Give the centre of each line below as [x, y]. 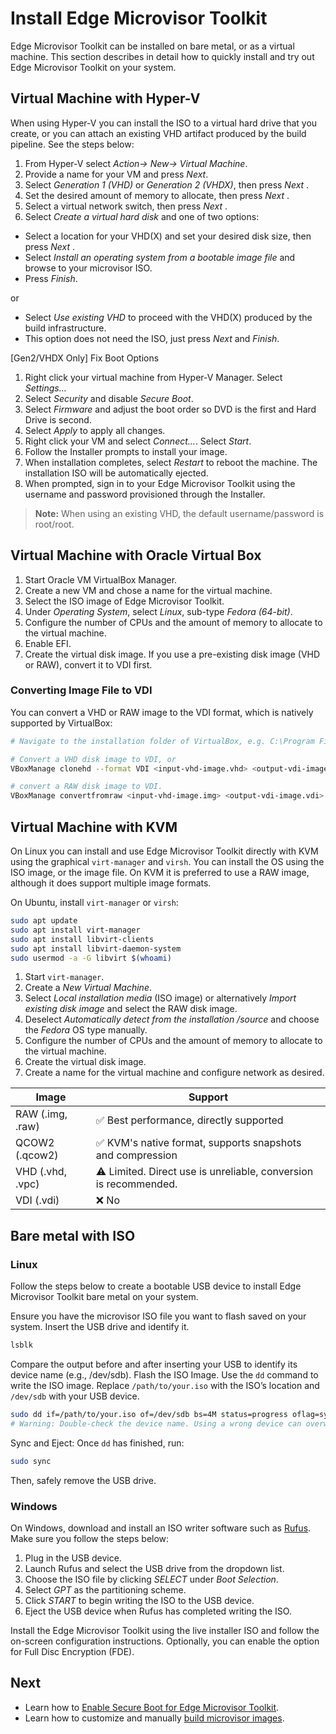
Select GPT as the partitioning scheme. [105, 1589]
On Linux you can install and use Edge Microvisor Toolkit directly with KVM [164, 851]
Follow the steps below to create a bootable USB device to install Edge [156, 1286]
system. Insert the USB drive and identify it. [100, 1327]
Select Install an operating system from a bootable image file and [160, 257]
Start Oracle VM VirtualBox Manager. [101, 579]
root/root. [54, 524]
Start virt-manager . [64, 977]
